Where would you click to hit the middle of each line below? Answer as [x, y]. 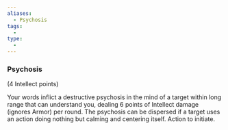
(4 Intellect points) [33, 84]
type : [15, 39]
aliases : [20, 13]
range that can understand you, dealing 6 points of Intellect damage [103, 105]
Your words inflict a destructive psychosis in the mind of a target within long [114, 97]
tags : [15, 26]
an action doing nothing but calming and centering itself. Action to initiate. [111, 119]
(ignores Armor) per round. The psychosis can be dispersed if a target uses [114, 112]
